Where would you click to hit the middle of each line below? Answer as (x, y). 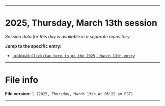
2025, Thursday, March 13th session (81, 23)
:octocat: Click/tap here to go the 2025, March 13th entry (73, 55)
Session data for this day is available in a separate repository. (68, 36)
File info (22, 80)
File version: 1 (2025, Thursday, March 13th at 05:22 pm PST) (69, 93)
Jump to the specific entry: (33, 46)
